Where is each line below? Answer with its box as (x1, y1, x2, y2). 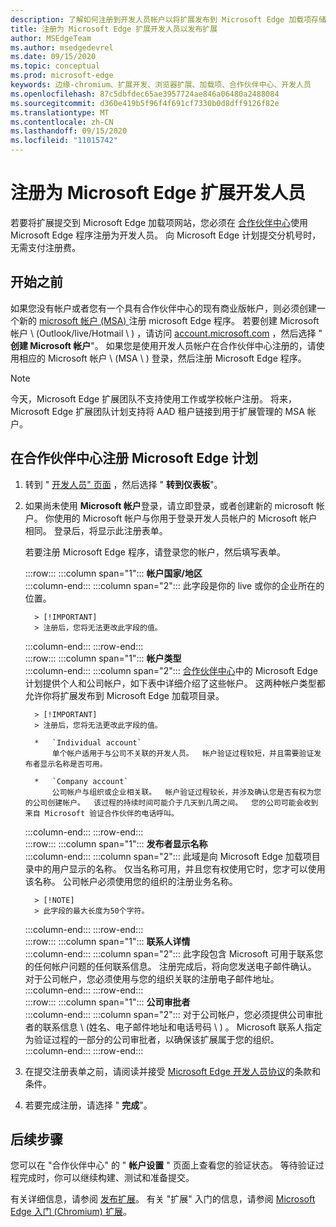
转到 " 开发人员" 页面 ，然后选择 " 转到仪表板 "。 (24, 478, 223, 490)
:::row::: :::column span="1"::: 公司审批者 (24, 996, 191, 1008)
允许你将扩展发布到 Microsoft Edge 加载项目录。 (24, 689, 225, 701)
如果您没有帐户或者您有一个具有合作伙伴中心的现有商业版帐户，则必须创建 (10, 302, 317, 314)
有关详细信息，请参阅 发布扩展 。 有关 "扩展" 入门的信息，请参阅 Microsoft (10, 1193, 316, 1205)
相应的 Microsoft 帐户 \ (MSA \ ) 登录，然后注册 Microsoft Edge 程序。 (18, 352, 307, 364)
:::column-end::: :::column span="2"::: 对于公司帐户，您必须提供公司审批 (24, 1008, 323, 1020)
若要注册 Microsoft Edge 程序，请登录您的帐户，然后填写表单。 (24, 546, 286, 558)
